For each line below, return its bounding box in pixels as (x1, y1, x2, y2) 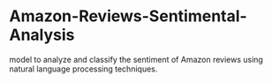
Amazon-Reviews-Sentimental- (9, 6, 247, 26)
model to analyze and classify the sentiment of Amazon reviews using (9, 54, 263, 64)
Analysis (9, 25, 75, 45)
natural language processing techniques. (9, 64, 158, 74)
